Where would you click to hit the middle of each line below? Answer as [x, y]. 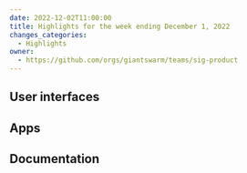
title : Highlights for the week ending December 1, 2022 [120, 26]
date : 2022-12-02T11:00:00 [61, 18]
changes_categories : [49, 35]
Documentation [55, 159]
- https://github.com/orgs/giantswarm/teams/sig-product [128, 60]
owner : [22, 52]
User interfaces [55, 97]
